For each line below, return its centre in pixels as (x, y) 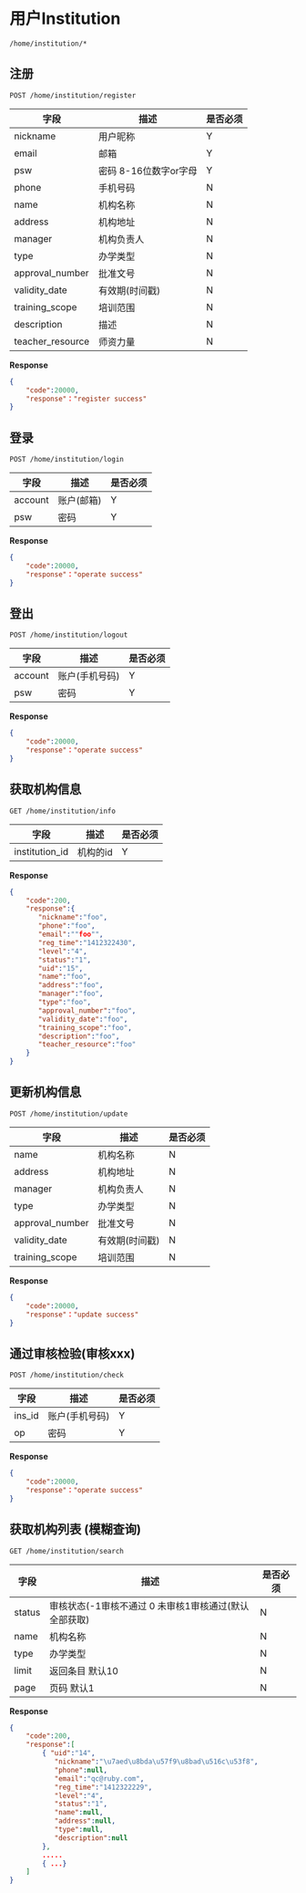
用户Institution (65, 19)
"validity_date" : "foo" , (83, 1019)
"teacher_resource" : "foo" (87, 1045)
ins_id (26, 1416)
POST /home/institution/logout (69, 635)
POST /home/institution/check (67, 1375)
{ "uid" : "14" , (69, 1753)
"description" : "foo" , (79, 1036)
